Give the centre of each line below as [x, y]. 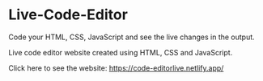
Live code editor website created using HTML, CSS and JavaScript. [121, 52]
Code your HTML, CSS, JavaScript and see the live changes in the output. [131, 37]
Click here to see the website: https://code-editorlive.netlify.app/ [116, 68]
